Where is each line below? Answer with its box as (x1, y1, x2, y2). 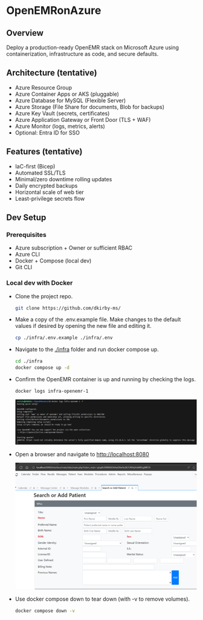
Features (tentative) (6, 147, 83, 157)
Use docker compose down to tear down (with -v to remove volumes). (14, 595, 190, 602)
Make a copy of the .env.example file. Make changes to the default (14, 316, 181, 323)
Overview (6, 28, 44, 38)
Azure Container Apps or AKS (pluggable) (14, 90, 120, 98)
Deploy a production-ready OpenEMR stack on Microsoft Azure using (6, 44, 179, 51)
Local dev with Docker (6, 279, 73, 287)
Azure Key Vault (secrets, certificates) (14, 110, 110, 117)
